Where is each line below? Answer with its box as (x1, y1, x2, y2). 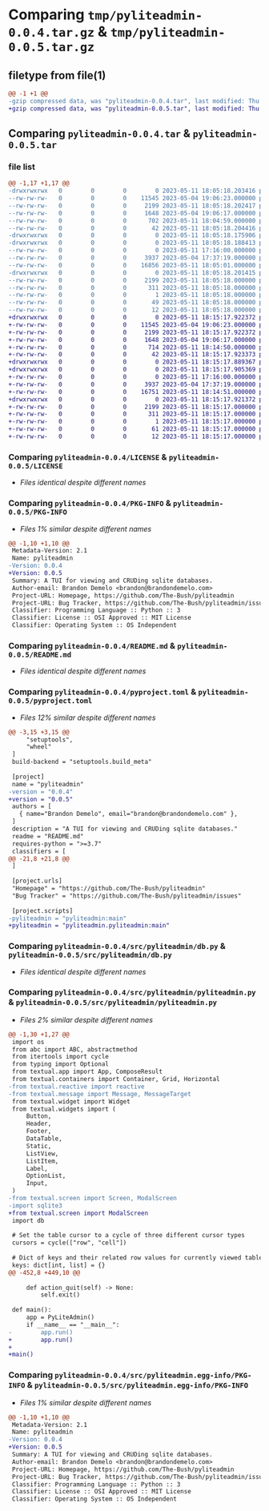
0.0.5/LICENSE (8, 461, 63, 470)
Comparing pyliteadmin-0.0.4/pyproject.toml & (8, 686, 197, 697)
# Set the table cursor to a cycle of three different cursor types (11, 1232, 246, 1240)
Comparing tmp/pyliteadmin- (8, 6, 203, 24)
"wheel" (26, 743, 52, 751)
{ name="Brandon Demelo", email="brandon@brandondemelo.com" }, (18, 810, 239, 818)
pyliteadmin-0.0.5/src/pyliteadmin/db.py (8, 950, 172, 960)
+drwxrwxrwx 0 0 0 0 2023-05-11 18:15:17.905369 (8, 366, 256, 374)
